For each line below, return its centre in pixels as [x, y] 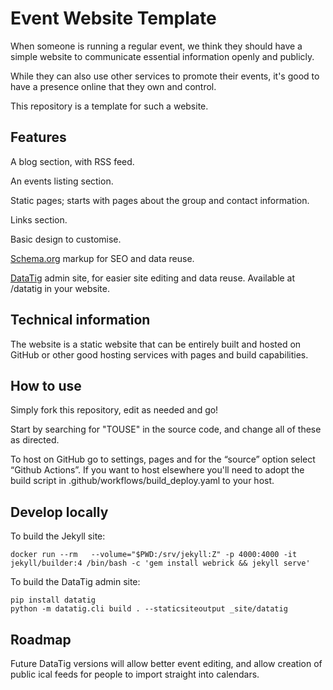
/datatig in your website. [60, 288]
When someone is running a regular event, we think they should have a [156, 46]
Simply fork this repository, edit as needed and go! [114, 410]
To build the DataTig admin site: [75, 582]
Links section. [39, 219]
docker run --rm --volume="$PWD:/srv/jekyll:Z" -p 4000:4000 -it [154, 555]
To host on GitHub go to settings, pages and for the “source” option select [163, 459]
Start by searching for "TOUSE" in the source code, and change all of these [166, 429]
